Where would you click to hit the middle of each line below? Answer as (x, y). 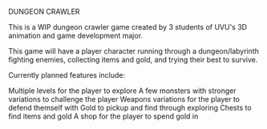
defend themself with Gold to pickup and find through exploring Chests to (130, 108)
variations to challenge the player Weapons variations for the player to (124, 99)
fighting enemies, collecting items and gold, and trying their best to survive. (133, 60)
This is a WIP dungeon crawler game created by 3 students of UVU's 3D (127, 27)
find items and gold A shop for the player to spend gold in (103, 116)
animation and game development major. (75, 36)
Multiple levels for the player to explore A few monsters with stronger (122, 91)
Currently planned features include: (67, 75)
